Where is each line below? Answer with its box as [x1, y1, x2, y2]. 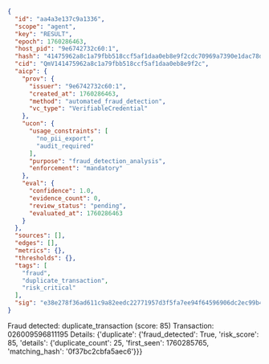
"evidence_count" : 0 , [28, 194, 102, 202]
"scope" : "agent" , [14, 22, 77, 31]
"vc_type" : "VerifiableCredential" [28, 104, 149, 112]
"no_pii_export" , [36, 134, 94, 142]
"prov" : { [22, 75, 55, 83]
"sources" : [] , [14, 231, 66, 240]
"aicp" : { [14, 67, 47, 76]
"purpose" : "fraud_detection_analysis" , [28, 157, 166, 165]
